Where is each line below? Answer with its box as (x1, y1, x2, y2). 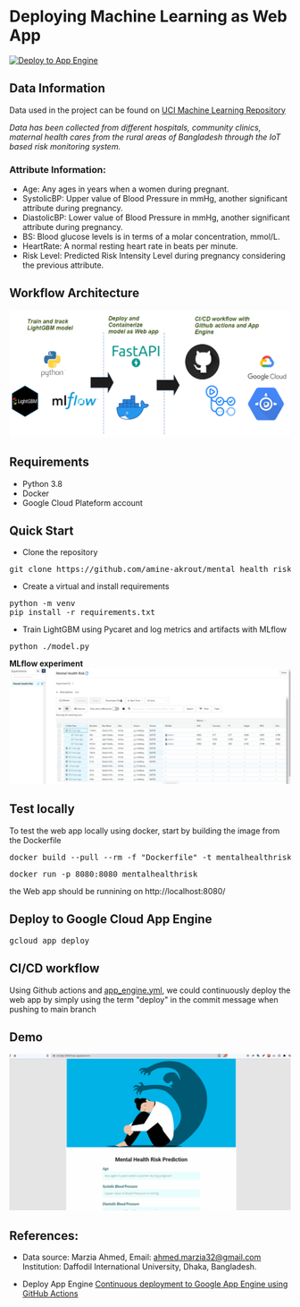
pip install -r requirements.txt (9, 607, 156, 618)
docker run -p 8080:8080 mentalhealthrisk (9, 868, 198, 879)
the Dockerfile (9, 834, 62, 845)
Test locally (9, 801, 75, 816)
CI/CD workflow (9, 961, 100, 977)
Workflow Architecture (9, 286, 140, 301)
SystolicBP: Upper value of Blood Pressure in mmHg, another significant (21, 193, 288, 204)
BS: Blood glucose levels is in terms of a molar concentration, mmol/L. (21, 231, 280, 243)
